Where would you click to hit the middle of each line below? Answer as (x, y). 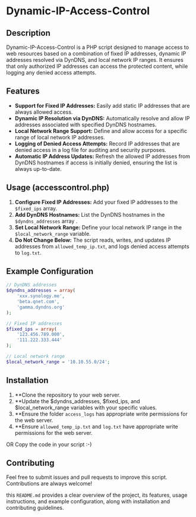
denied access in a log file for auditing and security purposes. (90, 150)
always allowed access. (44, 112)
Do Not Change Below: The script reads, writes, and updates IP (93, 240)
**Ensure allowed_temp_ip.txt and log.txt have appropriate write (96, 426)
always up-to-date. (38, 169)
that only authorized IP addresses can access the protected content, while (97, 66)
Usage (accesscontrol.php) (58, 188)
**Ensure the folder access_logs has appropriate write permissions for (101, 414)
